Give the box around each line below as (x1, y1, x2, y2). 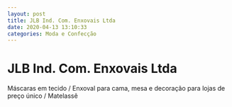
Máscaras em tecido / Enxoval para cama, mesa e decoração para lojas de (7, 84, 226, 93)
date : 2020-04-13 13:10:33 (7, 23, 87, 30)
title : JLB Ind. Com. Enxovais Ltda (7, 17, 116, 24)
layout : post (7, 10, 46, 18)
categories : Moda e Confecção (7, 30, 97, 38)
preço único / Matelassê (7, 91, 78, 100)
